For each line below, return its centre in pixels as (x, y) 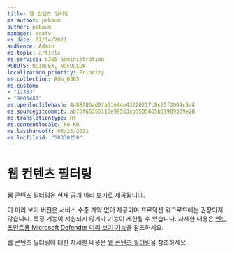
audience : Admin (31, 46)
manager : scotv (29, 33)
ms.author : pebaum (34, 20)
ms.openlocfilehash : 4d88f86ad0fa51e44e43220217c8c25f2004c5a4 (101, 105)
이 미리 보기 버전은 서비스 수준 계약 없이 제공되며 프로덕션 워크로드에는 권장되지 (115, 210)
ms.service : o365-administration (56, 60)
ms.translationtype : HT (42, 118)
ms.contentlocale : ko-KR (43, 124)
